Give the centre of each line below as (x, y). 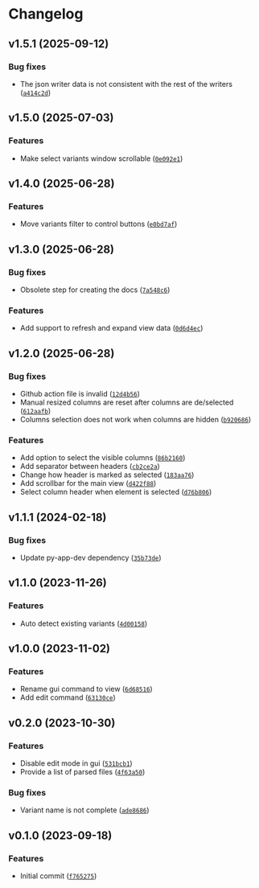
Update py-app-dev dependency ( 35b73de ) (91, 557)
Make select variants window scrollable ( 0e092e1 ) (101, 158)
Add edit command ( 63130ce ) (68, 697)
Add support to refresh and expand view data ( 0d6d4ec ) (111, 328)
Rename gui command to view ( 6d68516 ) (86, 689)
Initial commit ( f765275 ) (58, 876)
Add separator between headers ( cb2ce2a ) (90, 467)
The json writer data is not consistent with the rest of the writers (126, 84)
